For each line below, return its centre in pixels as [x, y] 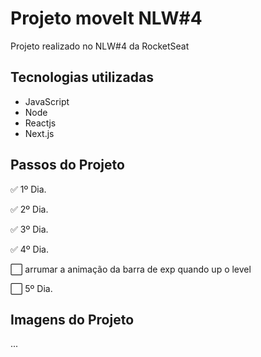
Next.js [39, 133]
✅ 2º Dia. [29, 209]
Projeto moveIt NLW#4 [106, 18]
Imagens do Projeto [72, 319]
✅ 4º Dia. [29, 249]
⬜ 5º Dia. [31, 288]
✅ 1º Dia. [28, 189]
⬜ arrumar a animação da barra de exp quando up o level [131, 269]
